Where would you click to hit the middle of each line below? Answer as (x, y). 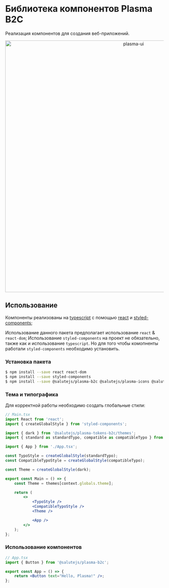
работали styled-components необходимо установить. (62, 348)
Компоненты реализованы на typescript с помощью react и (69, 317)
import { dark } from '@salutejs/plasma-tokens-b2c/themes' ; (71, 433)
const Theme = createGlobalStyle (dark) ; (48, 469)
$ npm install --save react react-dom (46, 372)
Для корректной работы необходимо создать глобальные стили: (75, 405)
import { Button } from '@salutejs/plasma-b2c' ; (57, 562)
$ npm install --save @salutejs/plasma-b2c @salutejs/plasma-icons (77, 381)
